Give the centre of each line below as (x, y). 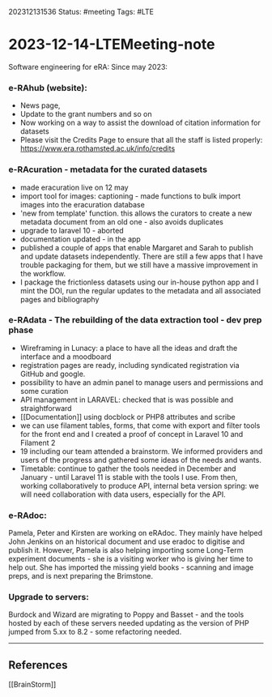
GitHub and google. (53, 374)
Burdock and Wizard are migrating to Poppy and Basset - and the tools (126, 614)
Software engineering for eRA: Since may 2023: (88, 66)
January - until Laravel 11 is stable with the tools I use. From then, (129, 477)
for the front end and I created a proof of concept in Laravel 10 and (132, 434)
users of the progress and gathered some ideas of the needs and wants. (140, 460)
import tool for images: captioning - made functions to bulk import (130, 196)
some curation (44, 391)
